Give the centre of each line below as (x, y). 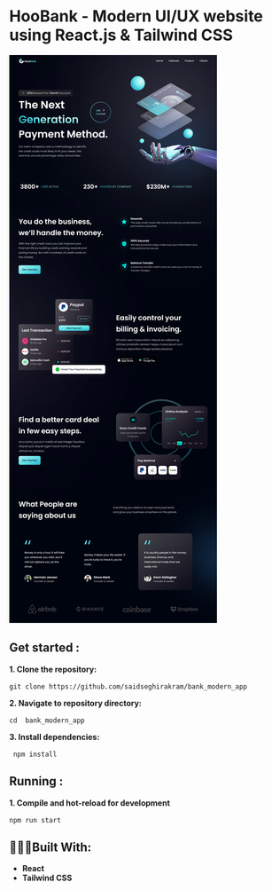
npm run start (35, 820)
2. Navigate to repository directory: (75, 703)
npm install (35, 754)
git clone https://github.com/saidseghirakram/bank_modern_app (128, 686)
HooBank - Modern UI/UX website (136, 16)
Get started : (44, 648)
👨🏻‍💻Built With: (50, 847)
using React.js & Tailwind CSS (121, 35)
